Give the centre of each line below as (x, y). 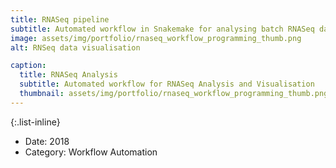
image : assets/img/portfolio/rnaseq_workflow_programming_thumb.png (156, 38)
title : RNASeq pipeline (60, 19)
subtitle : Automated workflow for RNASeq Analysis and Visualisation (167, 84)
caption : (28, 66)
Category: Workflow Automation (91, 152)
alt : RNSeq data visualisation (75, 47)
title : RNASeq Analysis (68, 75)
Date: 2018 (47, 141)
